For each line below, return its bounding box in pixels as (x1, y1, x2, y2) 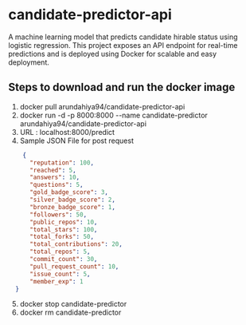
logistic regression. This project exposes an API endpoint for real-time (8, 40, 238, 50)
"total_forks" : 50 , (29, 233, 94, 241)
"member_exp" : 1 (29, 277, 84, 285)
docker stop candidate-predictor (19, 299, 127, 309)
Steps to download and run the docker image (8, 81, 236, 94)
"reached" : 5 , (29, 166, 77, 174)
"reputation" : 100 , (29, 158, 94, 167)
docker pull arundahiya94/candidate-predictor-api (19, 101, 185, 111)
